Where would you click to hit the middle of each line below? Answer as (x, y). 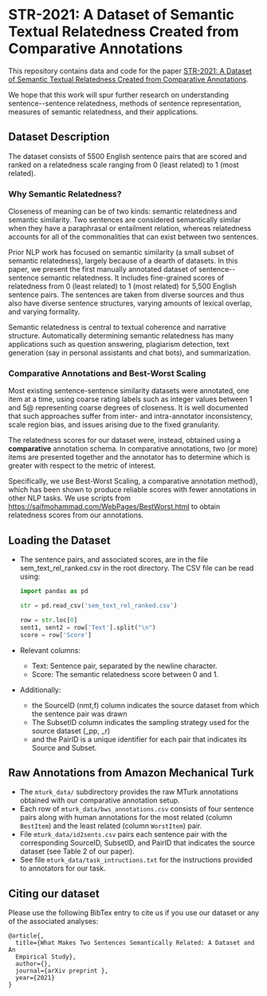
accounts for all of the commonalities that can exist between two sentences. (133, 237)
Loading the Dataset (59, 540)
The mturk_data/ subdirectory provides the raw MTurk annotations (129, 792)
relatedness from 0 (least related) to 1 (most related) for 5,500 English (123, 286)
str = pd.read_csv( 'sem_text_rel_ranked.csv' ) (98, 606)
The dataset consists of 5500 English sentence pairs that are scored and (128, 156)
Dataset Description (59, 137)
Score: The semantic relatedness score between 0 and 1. (125, 674)
